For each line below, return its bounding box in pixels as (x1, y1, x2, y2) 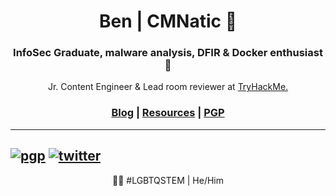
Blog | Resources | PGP (111, 106, 225, 120)
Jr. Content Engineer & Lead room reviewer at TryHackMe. (47, 81, 289, 93)
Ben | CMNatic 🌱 (98, 10, 238, 33)
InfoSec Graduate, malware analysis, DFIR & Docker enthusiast (13, 46, 323, 60)
